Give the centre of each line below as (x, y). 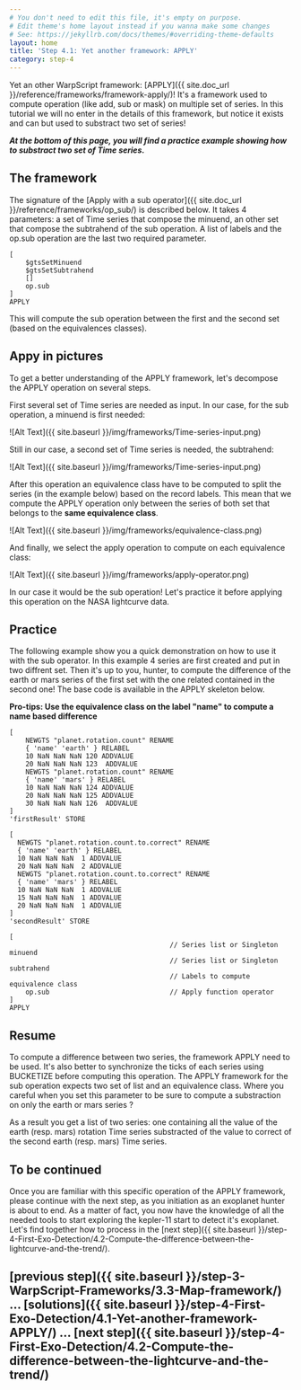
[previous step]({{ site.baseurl (96, 1277)
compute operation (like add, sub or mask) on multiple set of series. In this (146, 104)
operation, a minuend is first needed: (77, 414)
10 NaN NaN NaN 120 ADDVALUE (80, 757)
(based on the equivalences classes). (78, 328)
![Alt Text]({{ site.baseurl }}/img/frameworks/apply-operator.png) (129, 574)
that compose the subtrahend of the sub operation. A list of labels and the (146, 228)
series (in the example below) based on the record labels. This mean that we (150, 493)
